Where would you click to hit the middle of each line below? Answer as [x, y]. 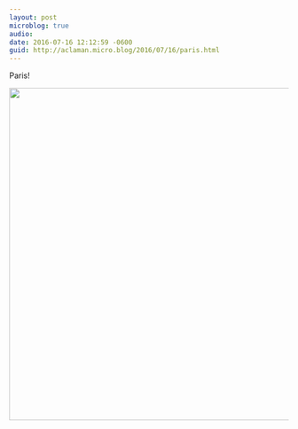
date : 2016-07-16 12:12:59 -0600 [71, 42]
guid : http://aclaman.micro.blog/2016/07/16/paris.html [114, 51]
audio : [21, 34]
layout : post [33, 17]
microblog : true [39, 26]
